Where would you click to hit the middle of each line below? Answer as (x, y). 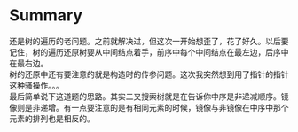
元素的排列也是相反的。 (52, 118)
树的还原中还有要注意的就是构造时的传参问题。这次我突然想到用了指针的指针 (149, 74)
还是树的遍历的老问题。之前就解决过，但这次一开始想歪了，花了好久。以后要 (149, 41)
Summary (46, 16)
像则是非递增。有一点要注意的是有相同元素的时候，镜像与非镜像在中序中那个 (149, 107)
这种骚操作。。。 (36, 85)
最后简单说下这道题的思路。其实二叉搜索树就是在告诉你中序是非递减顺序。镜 (149, 96)
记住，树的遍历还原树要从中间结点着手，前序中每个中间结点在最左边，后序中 (149, 52)
